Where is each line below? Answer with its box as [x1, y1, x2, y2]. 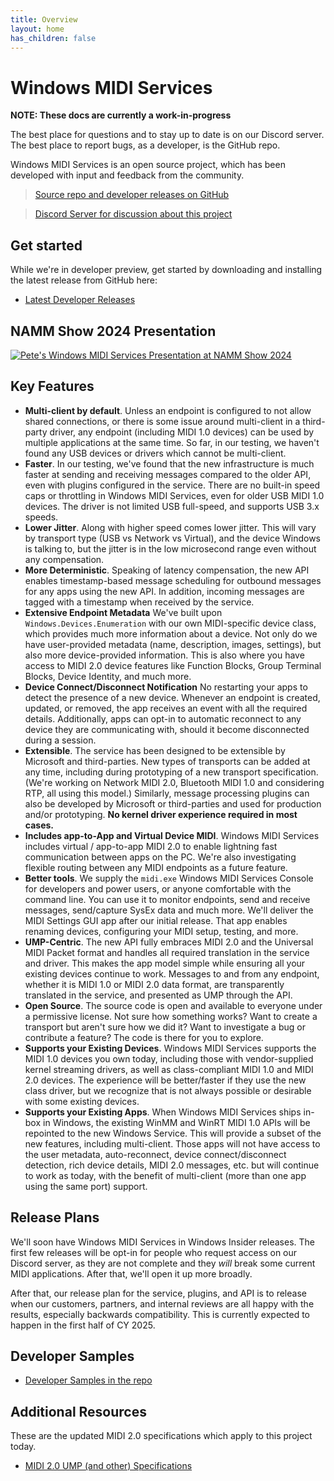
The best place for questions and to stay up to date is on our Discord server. [10, 129, 325, 141]
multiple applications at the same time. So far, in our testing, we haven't [24, 436, 320, 448]
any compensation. [24, 553, 105, 565]
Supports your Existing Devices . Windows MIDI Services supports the [24, 1042, 317, 1054]
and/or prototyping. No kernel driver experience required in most [24, 808, 298, 820]
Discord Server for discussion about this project [34, 208, 233, 220]
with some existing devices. [24, 1095, 140, 1107]
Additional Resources [10, 1403, 147, 1420]
